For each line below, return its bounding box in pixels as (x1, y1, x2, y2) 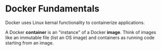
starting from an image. (5, 39, 54, 45)
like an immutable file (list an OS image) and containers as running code (5, 34, 155, 40)
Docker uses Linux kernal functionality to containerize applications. (5, 19, 145, 25)
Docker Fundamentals (5, 3, 100, 14)
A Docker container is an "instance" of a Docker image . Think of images (5, 29, 156, 35)
